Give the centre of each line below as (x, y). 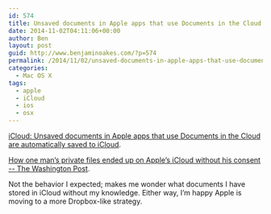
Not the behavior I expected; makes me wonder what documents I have (127, 184)
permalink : (27, 61)
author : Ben (28, 38)
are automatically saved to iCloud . (65, 144)
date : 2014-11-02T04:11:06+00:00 (65, 31)
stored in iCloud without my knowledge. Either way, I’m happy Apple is (125, 193)
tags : (17, 83)
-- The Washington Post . (49, 169)
